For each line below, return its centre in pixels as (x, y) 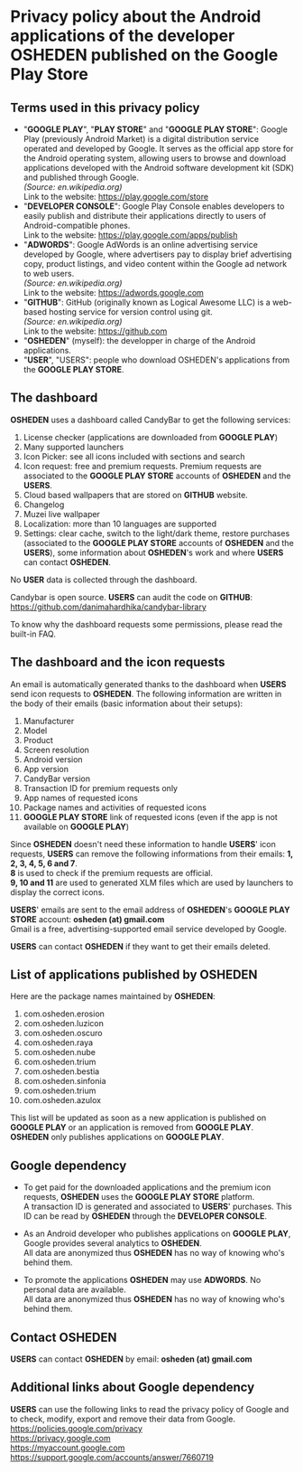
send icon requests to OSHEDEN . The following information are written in (146, 694)
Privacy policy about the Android (136, 17)
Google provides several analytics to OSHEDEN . (112, 1243)
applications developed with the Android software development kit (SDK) (159, 168)
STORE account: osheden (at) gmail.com (87, 919)
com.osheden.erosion (64, 1014)
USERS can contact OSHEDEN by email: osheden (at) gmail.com (131, 1359)
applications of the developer (123, 36)
